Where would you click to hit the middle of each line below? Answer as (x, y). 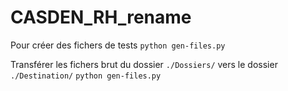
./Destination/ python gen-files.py (86, 76)
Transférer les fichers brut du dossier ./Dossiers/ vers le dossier (144, 64)
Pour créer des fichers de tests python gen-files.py (118, 45)
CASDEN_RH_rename (101, 17)
